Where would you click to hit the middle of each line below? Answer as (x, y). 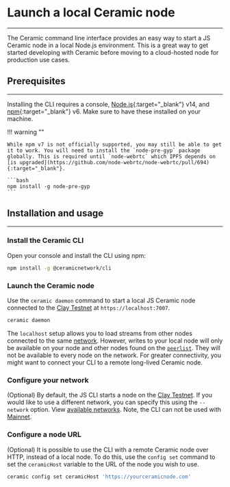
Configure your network (48, 380)
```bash (18, 180)
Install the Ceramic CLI (46, 241)
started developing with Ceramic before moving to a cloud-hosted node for (113, 52)
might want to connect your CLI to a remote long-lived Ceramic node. (105, 362)
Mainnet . (20, 417)
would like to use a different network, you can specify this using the (103, 402)
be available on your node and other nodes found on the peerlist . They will (114, 347)
